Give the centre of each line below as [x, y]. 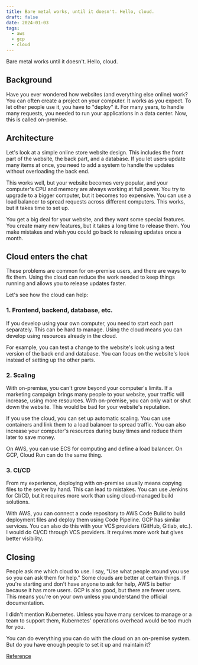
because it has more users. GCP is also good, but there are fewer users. [94, 590]
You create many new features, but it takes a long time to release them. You [98, 225]
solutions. [18, 502]
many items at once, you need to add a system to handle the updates [90, 165]
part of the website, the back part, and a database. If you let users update [96, 159]
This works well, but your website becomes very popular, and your [87, 183]
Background [29, 80]
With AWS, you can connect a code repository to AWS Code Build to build [96, 514]
